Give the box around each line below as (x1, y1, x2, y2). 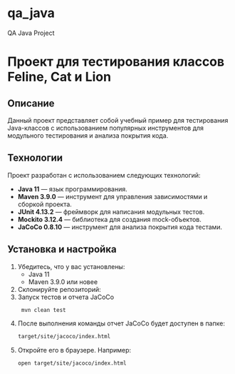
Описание (7, 97, 55, 109)
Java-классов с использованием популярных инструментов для (7, 123, 204, 132)
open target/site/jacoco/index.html (17, 360, 127, 367)
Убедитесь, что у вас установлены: (17, 262, 125, 271)
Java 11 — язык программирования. (17, 184, 128, 193)
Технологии (7, 152, 63, 164)
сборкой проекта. (17, 200, 73, 208)
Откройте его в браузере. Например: (17, 346, 132, 355)
